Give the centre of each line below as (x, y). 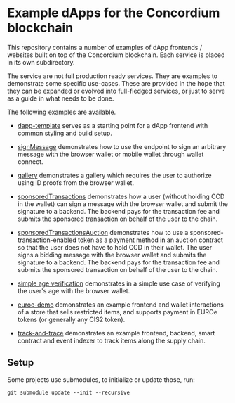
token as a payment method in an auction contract (150, 240)
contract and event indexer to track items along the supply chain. (111, 340)
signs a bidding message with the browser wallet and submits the (112, 255)
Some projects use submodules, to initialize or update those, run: (101, 379)
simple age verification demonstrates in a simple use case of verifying (119, 283)
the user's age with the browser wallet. (74, 290)
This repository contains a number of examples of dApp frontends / (105, 47)
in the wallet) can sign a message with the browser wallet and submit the (122, 204)
